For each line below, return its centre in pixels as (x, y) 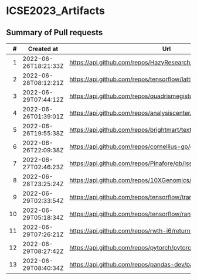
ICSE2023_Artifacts (56, 11)
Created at (43, 49)
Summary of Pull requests (55, 33)
